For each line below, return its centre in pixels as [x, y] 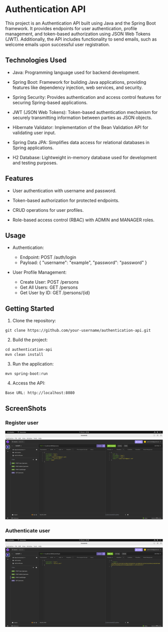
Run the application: [33, 364]
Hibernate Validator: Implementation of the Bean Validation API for [80, 127]
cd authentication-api [29, 350]
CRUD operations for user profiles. [48, 210]
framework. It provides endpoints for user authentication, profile [71, 28]
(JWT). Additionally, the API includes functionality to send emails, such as [81, 39]
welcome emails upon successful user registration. [57, 44]
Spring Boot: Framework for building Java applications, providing [79, 82]
